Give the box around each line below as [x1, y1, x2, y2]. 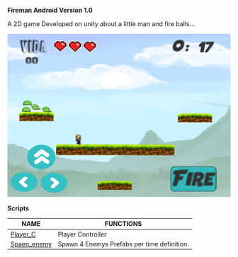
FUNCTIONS [105, 220, 142, 228]
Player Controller [57, 229, 107, 239]
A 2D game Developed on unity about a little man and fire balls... [7, 20, 195, 28]
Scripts [7, 204, 30, 213]
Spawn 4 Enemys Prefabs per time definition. [57, 239, 189, 248]
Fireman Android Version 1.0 [7, 6, 93, 14]
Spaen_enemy [10, 239, 52, 248]
